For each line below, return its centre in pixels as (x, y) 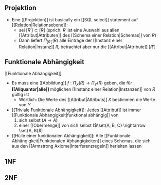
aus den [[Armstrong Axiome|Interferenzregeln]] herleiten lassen (77, 146)
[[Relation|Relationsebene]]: (40, 25)
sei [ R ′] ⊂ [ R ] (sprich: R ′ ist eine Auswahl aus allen (69, 30)
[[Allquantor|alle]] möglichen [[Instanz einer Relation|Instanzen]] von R (83, 89)
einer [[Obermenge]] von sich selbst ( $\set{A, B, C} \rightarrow (82, 125)
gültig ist (20, 95)
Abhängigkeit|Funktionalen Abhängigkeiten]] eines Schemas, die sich (81, 141)
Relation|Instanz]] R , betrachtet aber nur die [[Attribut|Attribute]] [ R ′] (87, 47)
